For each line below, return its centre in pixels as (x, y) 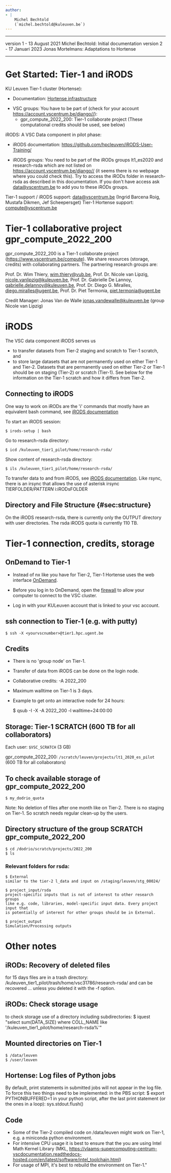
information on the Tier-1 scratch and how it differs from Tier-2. (79, 378)
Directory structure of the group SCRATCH (74, 829)
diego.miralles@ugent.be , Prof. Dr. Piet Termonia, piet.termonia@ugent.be (83, 291)
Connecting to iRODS (39, 394)
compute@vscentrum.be (31, 208)
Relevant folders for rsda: (37, 866)
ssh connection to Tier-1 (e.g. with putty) (72, 622)
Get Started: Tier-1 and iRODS (69, 74)
